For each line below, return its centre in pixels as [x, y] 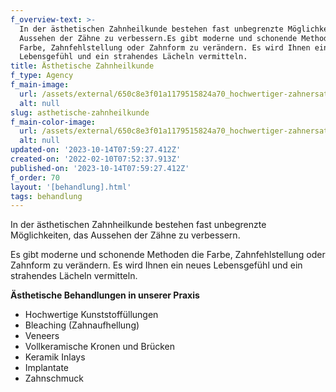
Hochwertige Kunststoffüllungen [91, 315]
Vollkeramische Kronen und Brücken [100, 347]
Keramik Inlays [55, 357]
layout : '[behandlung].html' [71, 187]
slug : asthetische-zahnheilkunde [80, 112]
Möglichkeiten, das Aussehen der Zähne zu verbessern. [125, 235]
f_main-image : [40, 85]
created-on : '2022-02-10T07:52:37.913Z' [96, 159]
